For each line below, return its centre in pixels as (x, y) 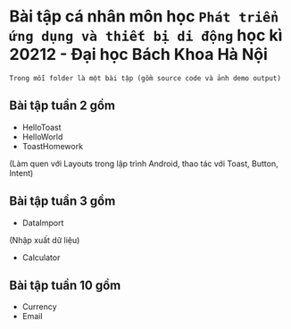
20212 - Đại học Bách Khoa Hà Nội (138, 55)
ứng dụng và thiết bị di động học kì (146, 35)
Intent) (21, 173)
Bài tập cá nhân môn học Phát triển (144, 17)
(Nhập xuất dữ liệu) (45, 240)
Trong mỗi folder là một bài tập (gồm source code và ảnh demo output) (145, 78)
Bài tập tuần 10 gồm (65, 285)
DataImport (43, 223)
